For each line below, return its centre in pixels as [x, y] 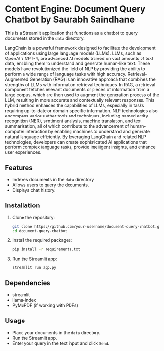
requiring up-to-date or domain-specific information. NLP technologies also [81, 110]
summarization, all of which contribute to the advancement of [67, 126]
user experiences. [23, 152]
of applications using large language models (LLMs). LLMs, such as [73, 53]
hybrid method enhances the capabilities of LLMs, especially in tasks [75, 105]
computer [15, 131]
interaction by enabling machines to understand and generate [88, 131]
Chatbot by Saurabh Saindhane [70, 19]
